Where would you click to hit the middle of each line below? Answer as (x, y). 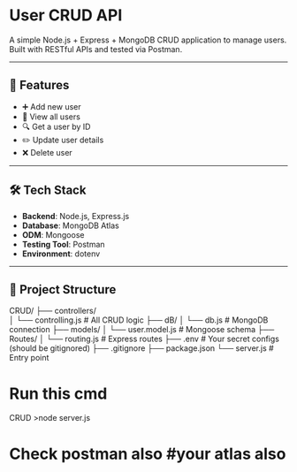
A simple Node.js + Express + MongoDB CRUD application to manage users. (148, 40)
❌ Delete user (47, 152)
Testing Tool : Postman (63, 244)
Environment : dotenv (61, 254)
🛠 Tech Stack (48, 190)
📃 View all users (51, 117)
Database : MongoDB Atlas (70, 225)
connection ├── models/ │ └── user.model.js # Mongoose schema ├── (142, 330)
